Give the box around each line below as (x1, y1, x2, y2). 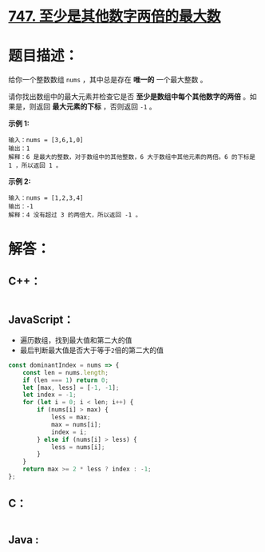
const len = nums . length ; (22, 368, 109, 376)
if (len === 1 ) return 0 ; (22, 376, 109, 384)
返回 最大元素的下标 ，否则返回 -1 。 (35, 101, 157, 112)
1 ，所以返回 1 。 (8, 161, 62, 170)
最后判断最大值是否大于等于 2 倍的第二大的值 (19, 345, 164, 355)
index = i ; (50, 428, 88, 436)
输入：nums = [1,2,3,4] (8, 194, 84, 202)
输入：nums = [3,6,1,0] (8, 137, 84, 145)
